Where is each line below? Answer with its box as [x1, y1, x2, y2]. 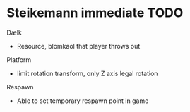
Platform [6, 55, 32, 64]
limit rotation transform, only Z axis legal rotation [16, 69, 158, 77]
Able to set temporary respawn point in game [16, 97, 149, 105]
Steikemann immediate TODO [6, 5, 184, 21]
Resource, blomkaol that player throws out [16, 42, 141, 50]
